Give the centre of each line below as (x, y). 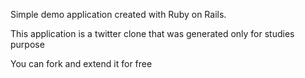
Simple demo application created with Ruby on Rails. (118, 14)
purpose (27, 44)
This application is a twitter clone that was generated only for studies (152, 33)
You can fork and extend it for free (81, 63)
